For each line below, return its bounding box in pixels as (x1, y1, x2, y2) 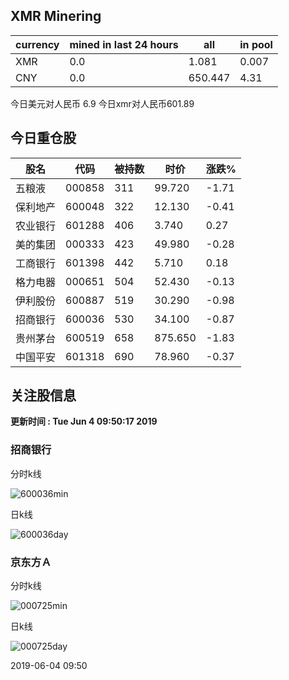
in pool (239, 37, 273, 51)
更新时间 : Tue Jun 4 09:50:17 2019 (10, 415, 158, 428)
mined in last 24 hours (69, 37, 179, 51)
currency (15, 37, 60, 51)
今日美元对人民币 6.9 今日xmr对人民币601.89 (10, 97, 195, 109)
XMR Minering (10, 8, 102, 25)
